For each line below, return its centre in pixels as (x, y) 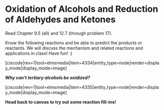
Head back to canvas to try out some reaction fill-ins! (61, 102)
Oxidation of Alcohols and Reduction (82, 9)
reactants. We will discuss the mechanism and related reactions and (74, 48)
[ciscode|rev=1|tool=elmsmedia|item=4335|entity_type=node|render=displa (82, 87)
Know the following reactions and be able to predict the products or (74, 42)
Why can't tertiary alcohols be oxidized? (48, 77)
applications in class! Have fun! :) (39, 53)
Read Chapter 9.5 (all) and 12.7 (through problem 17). (59, 33)
